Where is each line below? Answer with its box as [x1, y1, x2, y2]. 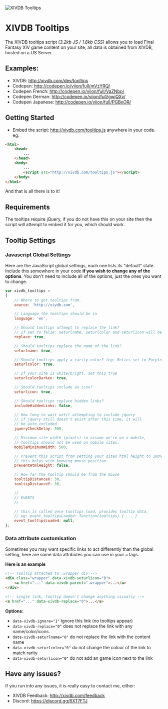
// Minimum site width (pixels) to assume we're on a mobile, [14, 435, 146, 441]
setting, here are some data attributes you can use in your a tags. [5, 552, 139, 558]
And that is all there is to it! [5, 188, 60, 194]
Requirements [5, 202, 50, 211]
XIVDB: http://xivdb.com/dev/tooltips [12, 77, 88, 83]
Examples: [5, 64, 39, 73]
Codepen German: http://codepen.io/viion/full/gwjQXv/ [12, 93, 126, 99]
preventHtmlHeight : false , [14, 463, 70, 468]
